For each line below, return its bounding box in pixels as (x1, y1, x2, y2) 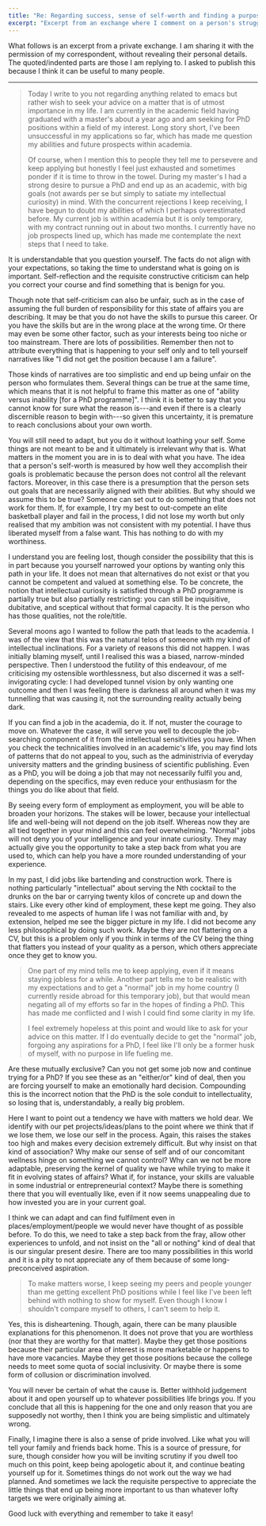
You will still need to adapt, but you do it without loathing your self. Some (8, 435, 245, 445)
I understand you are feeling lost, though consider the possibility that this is (8, 552, 254, 562)
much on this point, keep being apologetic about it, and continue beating (8, 1459, 245, 1469)
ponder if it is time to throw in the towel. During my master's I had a (27, 171, 247, 181)
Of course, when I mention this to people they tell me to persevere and (27, 155, 258, 164)
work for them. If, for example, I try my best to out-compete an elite (8, 503, 228, 512)
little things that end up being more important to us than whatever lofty (8, 1485, 239, 1494)
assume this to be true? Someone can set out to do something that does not (8, 494, 256, 504)
